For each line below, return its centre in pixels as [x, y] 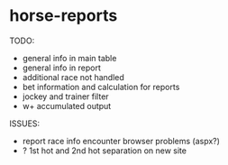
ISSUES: [25, 124]
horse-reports [64, 16]
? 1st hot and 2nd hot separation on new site [105, 151]
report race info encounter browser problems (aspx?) [121, 141]
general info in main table [69, 58]
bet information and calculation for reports [101, 87]
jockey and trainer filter [66, 96]
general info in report [62, 68]
